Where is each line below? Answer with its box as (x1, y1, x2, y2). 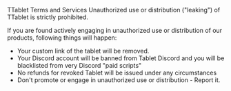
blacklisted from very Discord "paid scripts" (17, 62, 142, 69)
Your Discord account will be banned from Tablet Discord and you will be (17, 54, 225, 62)
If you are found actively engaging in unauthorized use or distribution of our (7, 27, 223, 34)
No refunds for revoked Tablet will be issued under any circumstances (17, 68, 217, 77)
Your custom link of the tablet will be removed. (17, 47, 150, 55)
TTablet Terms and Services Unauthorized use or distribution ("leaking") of (7, 6, 221, 14)
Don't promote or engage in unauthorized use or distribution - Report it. (17, 76, 221, 84)
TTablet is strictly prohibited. (7, 13, 88, 21)
